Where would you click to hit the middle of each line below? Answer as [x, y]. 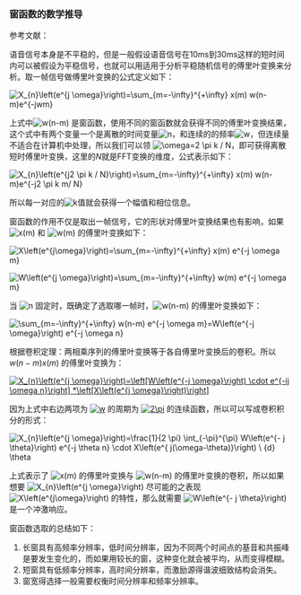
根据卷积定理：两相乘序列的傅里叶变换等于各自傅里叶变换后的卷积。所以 [142, 352]
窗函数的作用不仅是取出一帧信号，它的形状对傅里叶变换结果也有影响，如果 [146, 222]
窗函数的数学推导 [46, 13]
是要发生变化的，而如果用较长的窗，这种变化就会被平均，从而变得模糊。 [155, 559]
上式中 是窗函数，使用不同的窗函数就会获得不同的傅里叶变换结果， [150, 123]
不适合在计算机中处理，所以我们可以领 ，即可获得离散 [148, 145]
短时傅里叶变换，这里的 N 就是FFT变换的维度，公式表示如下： [122, 157]
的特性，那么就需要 [146, 498]
